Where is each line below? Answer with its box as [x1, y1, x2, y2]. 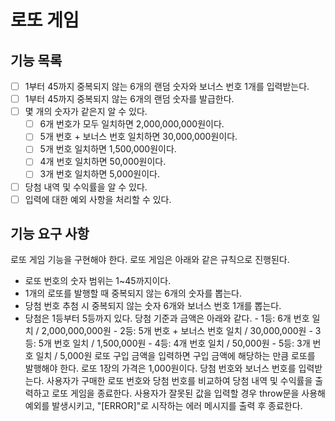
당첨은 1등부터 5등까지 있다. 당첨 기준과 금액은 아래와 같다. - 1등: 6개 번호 [24, 312, 310, 325]
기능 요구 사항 [10, 226, 90, 243]
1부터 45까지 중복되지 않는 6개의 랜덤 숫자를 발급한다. [24, 93, 235, 105]
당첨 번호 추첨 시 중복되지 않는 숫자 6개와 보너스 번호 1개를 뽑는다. [24, 300, 282, 312]
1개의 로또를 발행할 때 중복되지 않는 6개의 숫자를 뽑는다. [24, 287, 242, 300]
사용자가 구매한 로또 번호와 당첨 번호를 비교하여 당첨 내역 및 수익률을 [46, 375, 313, 387]
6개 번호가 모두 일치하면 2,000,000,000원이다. [39, 118, 225, 130]
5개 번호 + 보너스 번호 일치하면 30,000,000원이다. [39, 131, 238, 143]
